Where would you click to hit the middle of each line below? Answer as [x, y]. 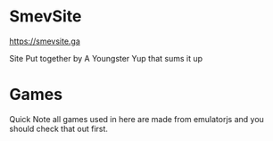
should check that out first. [59, 129]
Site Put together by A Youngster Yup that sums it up [106, 58]
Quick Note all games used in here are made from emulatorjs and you [137, 119]
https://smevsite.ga [45, 41]
